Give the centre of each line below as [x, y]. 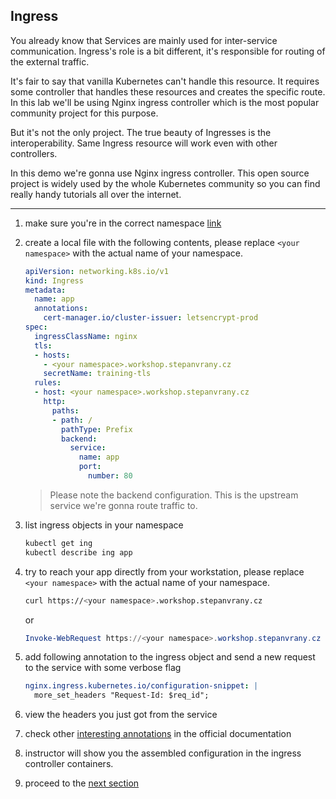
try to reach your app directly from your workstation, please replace [164, 571]
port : [90, 467]
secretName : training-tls [97, 374]
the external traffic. [50, 61]
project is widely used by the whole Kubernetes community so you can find [165, 183]
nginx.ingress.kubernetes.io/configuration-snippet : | [141, 686]
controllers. [34, 153]
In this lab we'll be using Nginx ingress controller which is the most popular [165, 102]
